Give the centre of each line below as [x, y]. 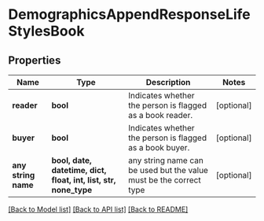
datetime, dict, [79, 170]
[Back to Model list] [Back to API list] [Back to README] [98, 209]
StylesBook [46, 31]
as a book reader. [161, 115]
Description [168, 82]
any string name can [166, 160]
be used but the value [168, 170]
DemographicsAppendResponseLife [130, 15]
